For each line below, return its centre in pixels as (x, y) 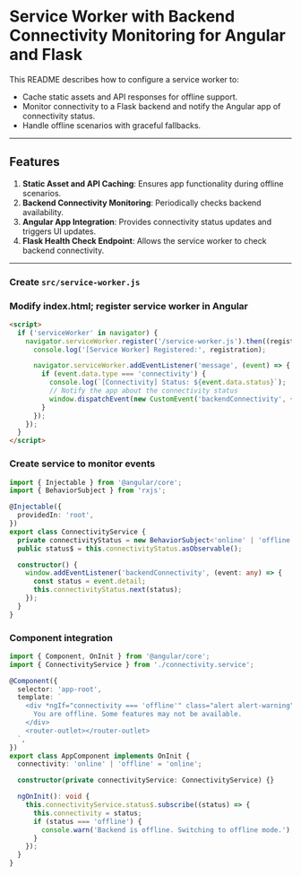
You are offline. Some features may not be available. (138, 715)
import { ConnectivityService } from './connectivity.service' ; (132, 664)
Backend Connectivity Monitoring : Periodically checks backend (142, 203)
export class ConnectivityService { (77, 532)
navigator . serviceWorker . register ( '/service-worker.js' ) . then (144, 341)
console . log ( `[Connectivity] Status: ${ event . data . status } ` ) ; (168, 383)
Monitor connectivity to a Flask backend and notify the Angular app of (151, 106)
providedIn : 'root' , (56, 516)
